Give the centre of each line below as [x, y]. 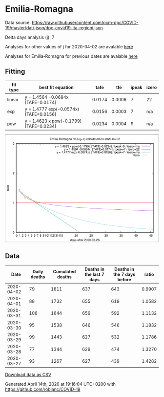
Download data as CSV [28, 375]
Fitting [15, 72]
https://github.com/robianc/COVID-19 [43, 389]
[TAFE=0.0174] [41, 102]
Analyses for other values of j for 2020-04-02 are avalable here [69, 46]
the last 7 [94, 274]
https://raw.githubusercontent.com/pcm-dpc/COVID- [85, 22]
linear [13, 99]
